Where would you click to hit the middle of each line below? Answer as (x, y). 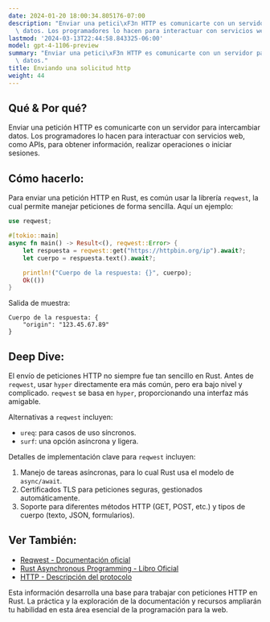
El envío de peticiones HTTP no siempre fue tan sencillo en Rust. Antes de (131, 376)
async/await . (41, 481)
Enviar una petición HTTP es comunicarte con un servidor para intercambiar (135, 128)
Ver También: (43, 540)
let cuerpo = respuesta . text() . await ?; (90, 258)
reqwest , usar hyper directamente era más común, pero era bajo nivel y (125, 385)
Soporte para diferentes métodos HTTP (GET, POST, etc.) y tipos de (133, 507)
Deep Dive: (36, 356)
